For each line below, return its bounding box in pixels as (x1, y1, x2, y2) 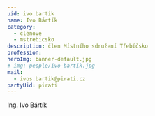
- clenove (13, 29, 42, 37)
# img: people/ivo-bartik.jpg (7, 62, 96, 69)
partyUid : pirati (7, 82, 58, 89)
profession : (7, 50, 42, 57)
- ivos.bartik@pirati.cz (13, 75, 86, 82)
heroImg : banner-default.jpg (7, 56, 92, 63)
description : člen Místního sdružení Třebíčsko (7, 43, 149, 50)
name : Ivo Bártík (7, 17, 58, 24)
